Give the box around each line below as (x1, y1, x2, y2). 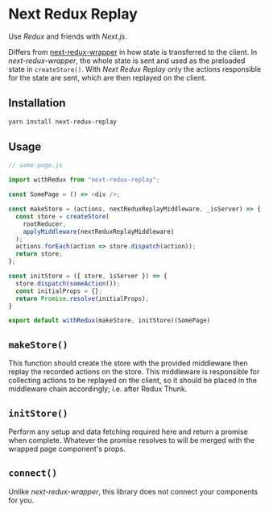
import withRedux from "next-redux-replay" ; (8, 176, 160, 184)
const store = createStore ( (15, 212, 110, 220)
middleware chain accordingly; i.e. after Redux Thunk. (8, 384, 188, 394)
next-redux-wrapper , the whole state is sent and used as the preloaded (8, 56, 246, 65)
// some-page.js (8, 161, 63, 169)
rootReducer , (23, 219, 67, 228)
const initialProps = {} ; (15, 287, 103, 295)
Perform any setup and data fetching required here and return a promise (8, 427, 248, 436)
